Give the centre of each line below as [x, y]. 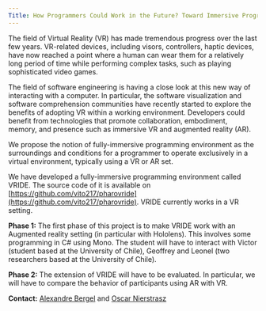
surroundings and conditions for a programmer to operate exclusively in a [128, 153]
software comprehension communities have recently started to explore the [130, 104]
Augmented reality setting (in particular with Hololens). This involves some [130, 233]
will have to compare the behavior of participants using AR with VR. [118, 283]
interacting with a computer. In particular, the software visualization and [125, 95]
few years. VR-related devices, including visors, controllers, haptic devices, [131, 46]
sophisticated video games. [53, 71]
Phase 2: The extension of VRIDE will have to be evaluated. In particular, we [132, 275]
